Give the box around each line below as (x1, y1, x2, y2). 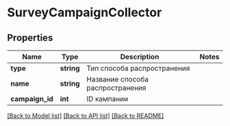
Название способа (86, 75, 149, 84)
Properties (7, 32, 53, 44)
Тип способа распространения (86, 63, 190, 73)
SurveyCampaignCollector (7, 5, 162, 20)
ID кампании (86, 94, 129, 104)
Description (120, 52, 159, 61)
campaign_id (10, 94, 53, 104)
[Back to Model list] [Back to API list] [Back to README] (7, 112, 164, 120)
